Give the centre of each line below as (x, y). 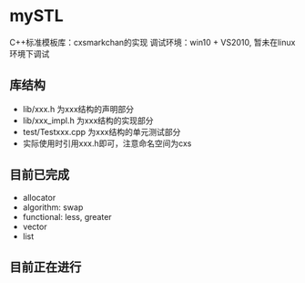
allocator (39, 197)
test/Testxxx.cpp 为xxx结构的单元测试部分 (102, 131)
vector (35, 226)
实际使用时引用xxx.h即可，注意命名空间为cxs (107, 143)
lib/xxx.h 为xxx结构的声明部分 (78, 109)
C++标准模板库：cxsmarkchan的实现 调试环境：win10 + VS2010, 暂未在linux (152, 42)
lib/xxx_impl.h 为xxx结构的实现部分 (88, 121)
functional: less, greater (67, 216)
